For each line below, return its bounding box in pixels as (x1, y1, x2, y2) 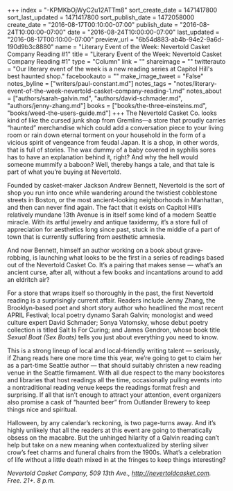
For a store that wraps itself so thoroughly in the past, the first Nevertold (7, 289, 214, 297)
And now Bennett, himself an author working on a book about (7, 246, 183, 254)
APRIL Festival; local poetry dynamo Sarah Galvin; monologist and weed (7, 311, 214, 319)
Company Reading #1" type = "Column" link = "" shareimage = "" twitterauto (7, 57, 226, 65)
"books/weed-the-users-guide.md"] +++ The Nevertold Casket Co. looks (7, 109, 217, 117)
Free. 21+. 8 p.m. (7, 476, 55, 484)
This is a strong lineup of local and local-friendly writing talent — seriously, (7, 346, 221, 355)
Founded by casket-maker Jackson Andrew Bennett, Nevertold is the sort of (7, 181, 225, 189)
